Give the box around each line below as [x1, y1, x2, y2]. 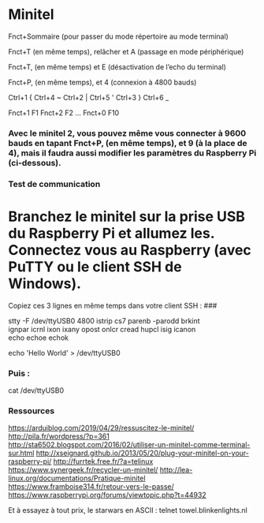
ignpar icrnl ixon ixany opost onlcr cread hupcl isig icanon [8, 324, 196, 334]
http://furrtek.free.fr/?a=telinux [53, 457, 154, 466]
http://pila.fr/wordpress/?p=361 [8, 431, 110, 441]
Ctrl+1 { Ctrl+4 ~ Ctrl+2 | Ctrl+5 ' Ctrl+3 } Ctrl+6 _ [8, 92, 169, 102]
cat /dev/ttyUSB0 [8, 386, 65, 395]
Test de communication [8, 178, 101, 189]
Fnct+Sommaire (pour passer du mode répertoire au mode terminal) [8, 32, 229, 41]
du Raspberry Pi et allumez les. [8, 224, 215, 242]
